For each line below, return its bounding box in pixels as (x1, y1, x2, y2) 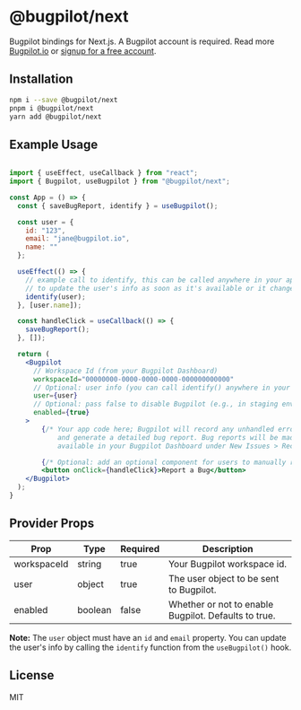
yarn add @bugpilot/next (9, 112, 102, 121)
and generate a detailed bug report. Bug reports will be (56, 433, 279, 442)
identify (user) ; (25, 292, 87, 302)
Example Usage (9, 136, 99, 152)
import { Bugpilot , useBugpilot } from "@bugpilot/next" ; (9, 177, 230, 186)
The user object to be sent (168, 572, 279, 584)
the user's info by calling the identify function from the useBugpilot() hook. (9, 642, 292, 653)
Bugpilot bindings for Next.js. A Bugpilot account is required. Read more (9, 36, 275, 47)
